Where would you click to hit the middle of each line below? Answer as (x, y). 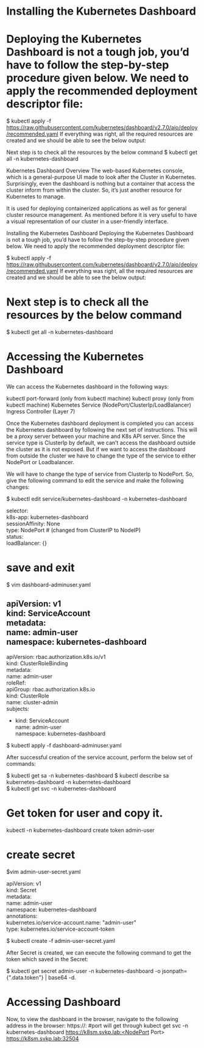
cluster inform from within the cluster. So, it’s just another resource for (94, 190)
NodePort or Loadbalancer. (40, 462)
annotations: (22, 916)
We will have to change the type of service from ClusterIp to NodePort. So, (100, 474)
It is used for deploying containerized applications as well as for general (97, 208)
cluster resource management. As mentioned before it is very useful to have (102, 215)
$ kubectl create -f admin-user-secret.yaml (61, 941)
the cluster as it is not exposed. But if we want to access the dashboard (96, 449)
